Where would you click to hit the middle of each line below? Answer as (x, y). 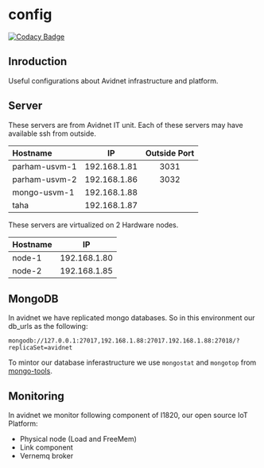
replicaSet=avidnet (41, 348)
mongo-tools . (31, 371)
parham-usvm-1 (45, 166)
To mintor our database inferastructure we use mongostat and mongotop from (132, 362)
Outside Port (170, 153)
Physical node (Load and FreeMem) (78, 439)
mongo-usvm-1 (43, 192)
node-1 (27, 257)
